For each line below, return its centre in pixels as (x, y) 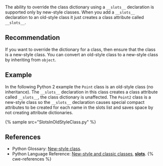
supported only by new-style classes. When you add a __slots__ (70, 12)
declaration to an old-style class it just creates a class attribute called (75, 17)
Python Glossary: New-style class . (47, 149)
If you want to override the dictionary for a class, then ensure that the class (80, 49)
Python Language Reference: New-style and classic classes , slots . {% (83, 154)
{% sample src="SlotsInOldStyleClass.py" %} (51, 122)
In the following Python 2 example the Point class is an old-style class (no (79, 86)
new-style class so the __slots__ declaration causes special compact (75, 102)
